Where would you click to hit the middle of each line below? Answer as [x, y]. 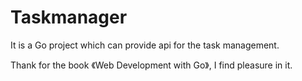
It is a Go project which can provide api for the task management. [145, 45]
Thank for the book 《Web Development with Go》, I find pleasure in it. [151, 65]
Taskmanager [69, 17]
